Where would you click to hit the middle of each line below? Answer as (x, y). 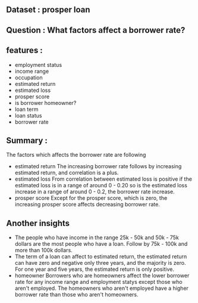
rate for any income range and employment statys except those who (98, 282)
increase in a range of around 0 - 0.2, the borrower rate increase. (95, 192)
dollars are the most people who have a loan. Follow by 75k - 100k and (101, 244)
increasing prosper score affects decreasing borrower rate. (87, 205)
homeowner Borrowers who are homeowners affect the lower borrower (102, 276)
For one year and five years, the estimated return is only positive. (94, 269)
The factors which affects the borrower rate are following (76, 155)
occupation (29, 78)
